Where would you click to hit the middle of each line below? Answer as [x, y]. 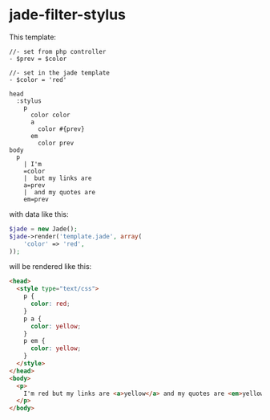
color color [50, 115]
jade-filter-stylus [68, 15]
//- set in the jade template [60, 73]
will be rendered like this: [50, 267]
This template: [33, 37]
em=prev [36, 199]
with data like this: [39, 214]
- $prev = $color [38, 59]
